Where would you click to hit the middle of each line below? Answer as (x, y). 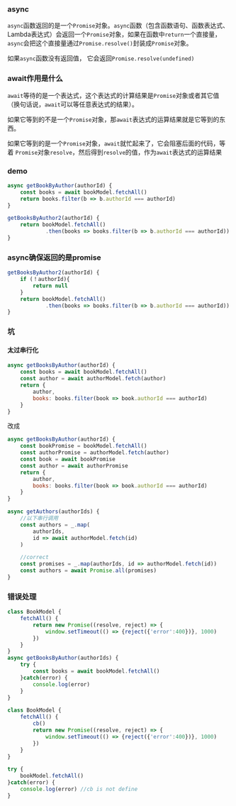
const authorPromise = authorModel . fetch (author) (95, 453)
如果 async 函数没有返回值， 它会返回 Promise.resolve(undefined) (101, 58)
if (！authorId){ (45, 280)
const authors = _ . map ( (55, 525)
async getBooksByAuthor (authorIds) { (63, 658)
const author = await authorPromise (74, 465)
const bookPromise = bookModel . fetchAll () (84, 446)
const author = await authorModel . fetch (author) (93, 379)
